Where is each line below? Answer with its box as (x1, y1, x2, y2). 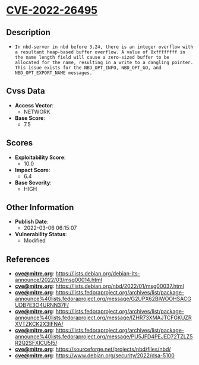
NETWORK (23, 108, 50, 115)
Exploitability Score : (14, 154, 66, 161)
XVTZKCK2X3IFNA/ (14, 320, 64, 328)
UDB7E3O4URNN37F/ (14, 301, 70, 309)
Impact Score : (14, 166, 50, 173)
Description (6, 27, 50, 37)
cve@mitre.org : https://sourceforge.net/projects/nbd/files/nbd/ (14, 345, 171, 353)
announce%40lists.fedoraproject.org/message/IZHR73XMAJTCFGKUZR (14, 314, 192, 321)
